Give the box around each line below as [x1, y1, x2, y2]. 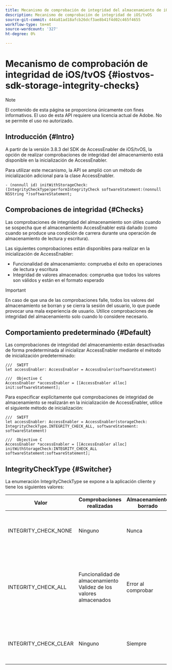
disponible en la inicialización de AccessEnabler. [5, 157, 107, 163]
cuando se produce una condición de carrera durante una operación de [5, 229, 157, 236]
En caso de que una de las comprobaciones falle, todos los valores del [5, 297, 155, 303]
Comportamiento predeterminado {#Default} [5, 328, 152, 337]
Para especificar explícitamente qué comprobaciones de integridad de [5, 394, 154, 400]
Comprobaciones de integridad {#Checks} [5, 205, 144, 214]
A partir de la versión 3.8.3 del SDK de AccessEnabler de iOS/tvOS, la [5, 146, 152, 152]
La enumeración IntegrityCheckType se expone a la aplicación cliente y [5, 478, 156, 485]
